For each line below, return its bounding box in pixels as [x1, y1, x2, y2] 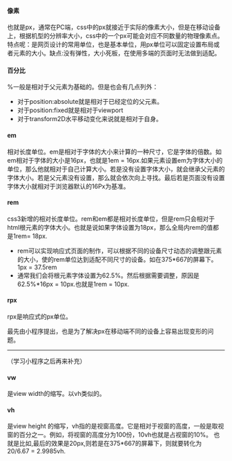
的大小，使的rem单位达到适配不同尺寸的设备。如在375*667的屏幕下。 [17, 255, 217, 263]
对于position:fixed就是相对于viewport [17, 106, 124, 114]
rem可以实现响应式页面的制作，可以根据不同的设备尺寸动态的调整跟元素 [17, 246, 222, 255]
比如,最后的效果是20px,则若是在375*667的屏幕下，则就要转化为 [19, 440, 202, 448]
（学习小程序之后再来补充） [7, 357, 86, 365]
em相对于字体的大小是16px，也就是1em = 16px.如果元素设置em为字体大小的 [7, 156, 223, 164]
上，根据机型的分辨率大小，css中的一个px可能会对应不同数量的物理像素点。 [7, 32, 224, 40]
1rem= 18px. [12, 232, 48, 240]
